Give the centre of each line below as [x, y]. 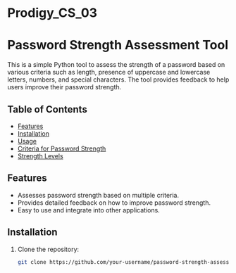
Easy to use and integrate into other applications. [88, 210]
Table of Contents [48, 109]
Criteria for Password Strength [62, 148]
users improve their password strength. [64, 87]
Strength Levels [40, 155]
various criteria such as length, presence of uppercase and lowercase [109, 72]
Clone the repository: [48, 249]
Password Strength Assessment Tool [118, 45]
